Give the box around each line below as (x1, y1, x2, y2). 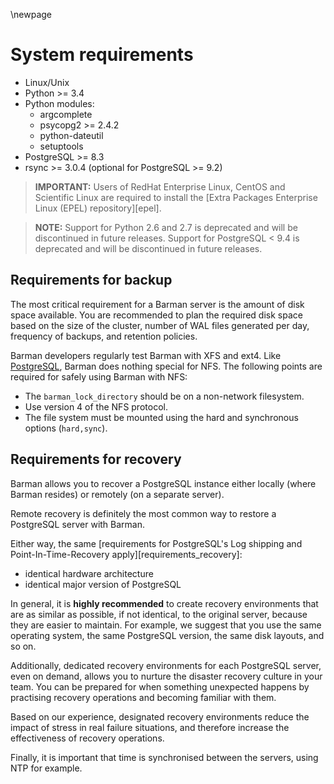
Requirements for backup (10, 272, 173, 289)
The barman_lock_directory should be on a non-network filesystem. (24, 390, 305, 402)
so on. (10, 640, 37, 652)
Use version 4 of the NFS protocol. (24, 400, 168, 413)
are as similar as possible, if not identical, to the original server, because (10, 608, 308, 620)
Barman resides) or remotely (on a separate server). (10, 488, 225, 500)
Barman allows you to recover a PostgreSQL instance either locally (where (10, 477, 317, 489)
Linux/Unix (24, 76, 70, 88)
